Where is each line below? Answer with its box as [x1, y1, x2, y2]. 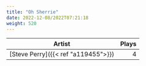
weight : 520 [6, 20, 37, 26]
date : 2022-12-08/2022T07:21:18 [6, 15, 89, 21]
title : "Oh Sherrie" [6, 9, 59, 15]
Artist [53, 40, 70, 48]
